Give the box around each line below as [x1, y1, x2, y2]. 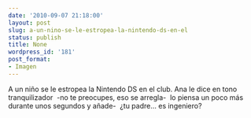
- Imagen [8, 63, 37, 71]
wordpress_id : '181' [8, 48, 76, 56]
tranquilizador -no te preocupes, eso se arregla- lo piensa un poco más [8, 92, 244, 102]
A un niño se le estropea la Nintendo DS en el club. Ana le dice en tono [8, 84, 238, 94]
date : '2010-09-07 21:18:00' [8, 11, 104, 20]
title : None [8, 41, 47, 49]
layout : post [8, 19, 51, 27]
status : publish [8, 33, 61, 42]
